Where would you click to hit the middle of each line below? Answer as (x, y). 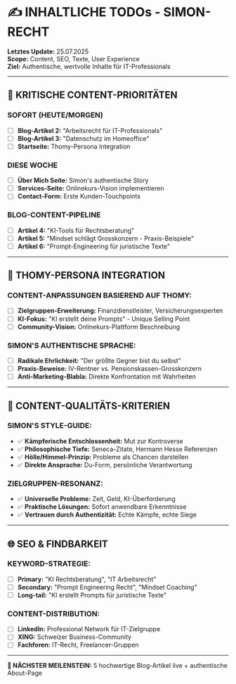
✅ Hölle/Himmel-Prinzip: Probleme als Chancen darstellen (103, 457)
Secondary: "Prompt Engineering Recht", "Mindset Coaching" (107, 587)
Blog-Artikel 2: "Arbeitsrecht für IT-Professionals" (90, 130)
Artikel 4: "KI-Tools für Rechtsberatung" (76, 230)
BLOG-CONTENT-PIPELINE (54, 215)
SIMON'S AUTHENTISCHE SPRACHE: (72, 346)
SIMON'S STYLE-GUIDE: (50, 426)
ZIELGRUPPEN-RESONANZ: (55, 483)
